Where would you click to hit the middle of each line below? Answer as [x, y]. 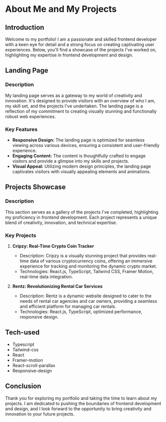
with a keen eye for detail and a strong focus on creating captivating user [80, 45]
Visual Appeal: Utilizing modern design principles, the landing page [82, 166]
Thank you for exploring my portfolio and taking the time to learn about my [81, 398]
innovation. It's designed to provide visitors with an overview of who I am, [80, 100]
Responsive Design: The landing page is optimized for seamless [78, 140]
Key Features [22, 129]
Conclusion [23, 386]
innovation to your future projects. [40, 414]
